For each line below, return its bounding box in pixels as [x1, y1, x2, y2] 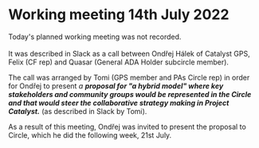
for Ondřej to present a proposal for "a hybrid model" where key [8, 81, 224, 91]
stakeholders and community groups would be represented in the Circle [8, 89, 252, 99]
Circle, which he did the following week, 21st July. [8, 130, 172, 140]
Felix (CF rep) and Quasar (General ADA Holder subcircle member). [8, 57, 230, 67]
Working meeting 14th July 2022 [8, 6, 230, 24]
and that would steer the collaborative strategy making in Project [8, 98, 230, 107]
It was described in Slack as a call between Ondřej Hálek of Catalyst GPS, [8, 49, 250, 58]
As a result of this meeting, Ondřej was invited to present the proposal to [8, 122, 247, 131]
